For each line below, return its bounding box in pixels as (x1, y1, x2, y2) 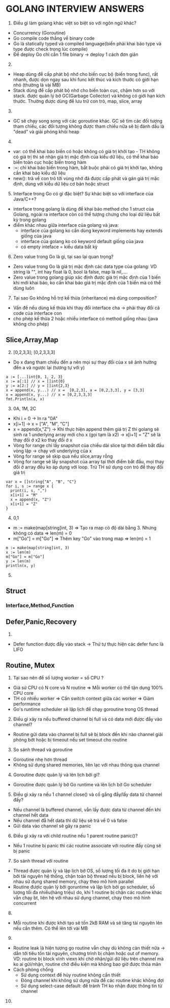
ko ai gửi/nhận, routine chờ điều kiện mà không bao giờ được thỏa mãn (13, 961, 161, 967)
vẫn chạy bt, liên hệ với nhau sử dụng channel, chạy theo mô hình (13, 895, 151, 901)
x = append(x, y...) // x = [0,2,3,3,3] (6, 392, 93, 397)
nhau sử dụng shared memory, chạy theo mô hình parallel (13, 878, 134, 884)
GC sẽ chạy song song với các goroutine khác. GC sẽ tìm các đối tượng (13, 117, 163, 124)
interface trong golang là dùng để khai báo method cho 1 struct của (13, 205, 154, 212)
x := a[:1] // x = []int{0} (6, 378, 65, 384)
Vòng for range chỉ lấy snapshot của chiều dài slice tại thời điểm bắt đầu (13, 442, 164, 448)
